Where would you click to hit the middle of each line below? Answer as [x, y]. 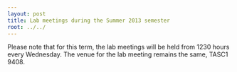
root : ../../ [27, 27]
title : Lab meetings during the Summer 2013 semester [89, 20]
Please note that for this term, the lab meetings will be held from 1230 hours [118, 47]
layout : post [27, 14]
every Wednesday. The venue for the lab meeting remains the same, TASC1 [118, 54]
